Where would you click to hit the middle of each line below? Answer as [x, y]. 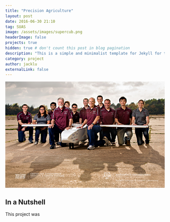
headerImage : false [26, 37]
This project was [23, 214]
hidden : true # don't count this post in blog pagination [68, 48]
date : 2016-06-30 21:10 [30, 21]
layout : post [19, 16]
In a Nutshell [25, 202]
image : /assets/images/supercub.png [44, 32]
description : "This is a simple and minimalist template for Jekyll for [83, 53]
